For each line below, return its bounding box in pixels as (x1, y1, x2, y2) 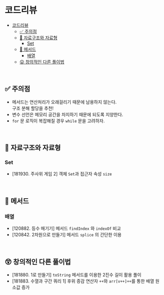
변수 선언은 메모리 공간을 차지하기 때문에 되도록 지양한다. (12, 111, 123, 117)
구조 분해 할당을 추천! (12, 105, 54, 111)
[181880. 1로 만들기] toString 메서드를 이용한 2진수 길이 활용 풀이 (12, 271, 141, 277)
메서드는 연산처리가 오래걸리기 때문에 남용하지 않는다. (12, 99, 117, 105)
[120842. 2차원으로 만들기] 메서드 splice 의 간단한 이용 (12, 232, 122, 238)
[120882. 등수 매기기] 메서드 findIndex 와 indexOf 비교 (12, 225, 121, 231)
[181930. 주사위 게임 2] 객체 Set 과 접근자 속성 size (12, 171, 112, 177)
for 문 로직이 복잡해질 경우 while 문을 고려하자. (12, 117, 105, 123)
